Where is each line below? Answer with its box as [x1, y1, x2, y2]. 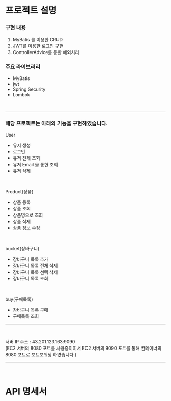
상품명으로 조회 [12, 212, 43, 218]
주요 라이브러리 [5, 63, 41, 70]
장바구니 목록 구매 [12, 307, 48, 313]
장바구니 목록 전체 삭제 [12, 263, 58, 269]
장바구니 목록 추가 [12, 256, 48, 262]
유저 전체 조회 [12, 155, 40, 161]
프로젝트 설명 [5, 5, 57, 16]
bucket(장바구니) [5, 246, 40, 252]
